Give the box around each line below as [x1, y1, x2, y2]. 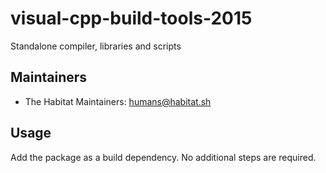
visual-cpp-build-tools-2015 [10, 7, 253, 30]
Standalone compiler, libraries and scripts [10, 40, 182, 52]
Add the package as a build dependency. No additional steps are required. [10, 151, 317, 163]
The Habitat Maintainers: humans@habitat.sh [24, 95, 212, 107]
